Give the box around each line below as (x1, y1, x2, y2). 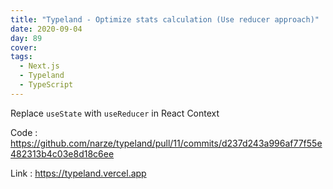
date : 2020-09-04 (10, 24, 83, 34)
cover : (10, 42, 38, 53)
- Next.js (19, 61, 60, 71)
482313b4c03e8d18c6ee (10, 147, 115, 160)
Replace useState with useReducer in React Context (10, 107, 220, 119)
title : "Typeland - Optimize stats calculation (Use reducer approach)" (10, 14, 320, 25)
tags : (10, 52, 33, 62)
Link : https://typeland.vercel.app (10, 167, 147, 179)
